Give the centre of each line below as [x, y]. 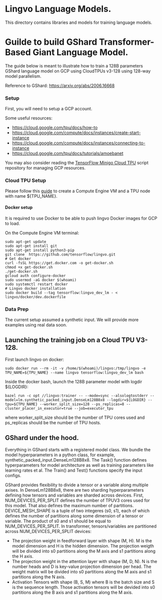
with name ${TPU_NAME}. [31, 196]
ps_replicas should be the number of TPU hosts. [53, 422]
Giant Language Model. [81, 52]
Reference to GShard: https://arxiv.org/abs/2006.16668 [60, 86]
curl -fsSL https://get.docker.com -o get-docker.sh [59, 263]
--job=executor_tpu [94, 408]
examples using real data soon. [36, 325]
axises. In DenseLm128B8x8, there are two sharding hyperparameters [74, 490]
